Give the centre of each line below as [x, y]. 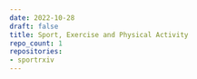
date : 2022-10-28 [42, 18]
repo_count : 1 [36, 43]
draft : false [34, 26]
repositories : [36, 52]
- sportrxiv [32, 60]
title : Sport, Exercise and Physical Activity [99, 35]
